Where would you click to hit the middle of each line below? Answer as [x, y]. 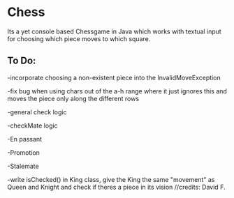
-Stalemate [23, 166]
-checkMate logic [32, 125]
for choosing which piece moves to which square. [79, 38]
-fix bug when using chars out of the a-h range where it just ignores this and [117, 91]
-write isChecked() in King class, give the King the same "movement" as [111, 179]
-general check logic [37, 112]
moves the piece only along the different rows [73, 98]
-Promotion [24, 152]
